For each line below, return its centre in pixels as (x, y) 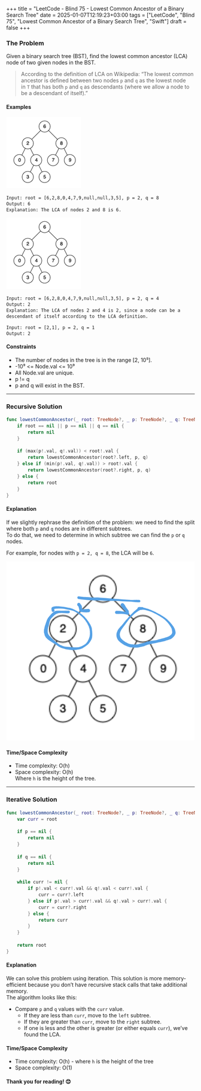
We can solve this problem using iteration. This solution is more (84, 978)
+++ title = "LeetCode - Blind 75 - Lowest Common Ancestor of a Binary (95, 9)
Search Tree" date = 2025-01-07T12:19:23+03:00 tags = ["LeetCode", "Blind (100, 15)
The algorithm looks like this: (42, 997)
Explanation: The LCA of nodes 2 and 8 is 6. (64, 210)
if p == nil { (34, 832)
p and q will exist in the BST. (50, 385)
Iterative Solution (32, 800)
